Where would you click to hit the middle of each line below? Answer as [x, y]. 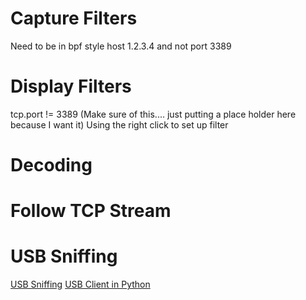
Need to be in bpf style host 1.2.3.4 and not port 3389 [121, 46]
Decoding [51, 165]
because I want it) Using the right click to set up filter [119, 124]
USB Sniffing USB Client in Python [80, 284]
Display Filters [71, 86]
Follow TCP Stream [91, 211]
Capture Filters [74, 18]
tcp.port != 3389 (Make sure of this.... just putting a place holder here [153, 114]
